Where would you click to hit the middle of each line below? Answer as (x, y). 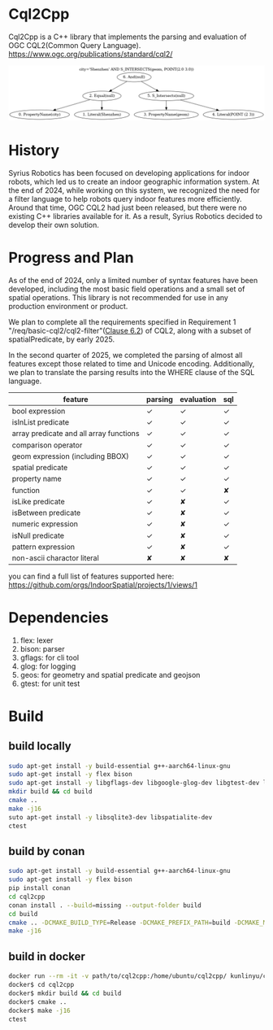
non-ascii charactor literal (55, 558)
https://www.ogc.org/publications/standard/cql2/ (91, 54)
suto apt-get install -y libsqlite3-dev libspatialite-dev (110, 817)
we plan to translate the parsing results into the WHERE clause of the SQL (132, 373)
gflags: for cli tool (50, 657)
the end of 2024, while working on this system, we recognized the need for (134, 190)
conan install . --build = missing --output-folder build (105, 905)
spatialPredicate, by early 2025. (62, 339)
